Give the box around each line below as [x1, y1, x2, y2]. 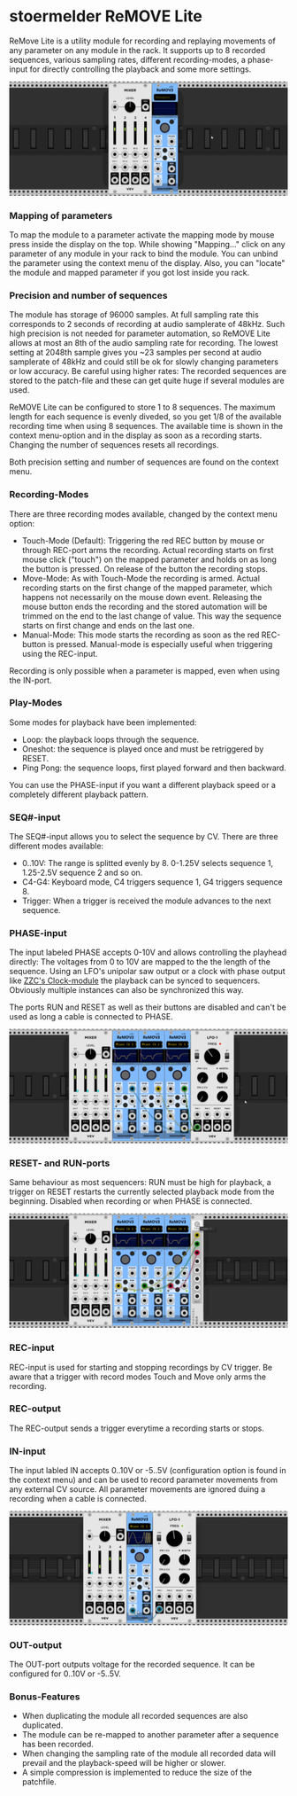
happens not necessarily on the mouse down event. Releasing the [21, 591, 263, 602]
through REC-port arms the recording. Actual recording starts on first [21, 544, 274, 555]
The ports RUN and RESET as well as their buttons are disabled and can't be [9, 1002, 287, 1012]
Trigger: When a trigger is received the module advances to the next [21, 895, 271, 906]
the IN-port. [9, 675, 52, 685]
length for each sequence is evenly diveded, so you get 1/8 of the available [9, 411, 282, 422]
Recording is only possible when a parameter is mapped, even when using [9, 665, 280, 675]
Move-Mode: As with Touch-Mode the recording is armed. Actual [21, 573, 261, 583]
